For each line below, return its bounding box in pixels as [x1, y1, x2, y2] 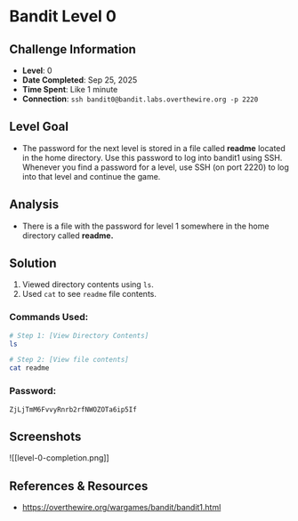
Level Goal [9, 119, 69, 134]
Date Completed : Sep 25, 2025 [21, 75, 138, 85]
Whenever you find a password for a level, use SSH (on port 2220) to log [21, 162, 289, 172]
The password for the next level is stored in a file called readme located [21, 142, 286, 153]
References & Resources [9, 478, 149, 493]
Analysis [9, 197, 60, 212]
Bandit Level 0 [9, 6, 117, 27]
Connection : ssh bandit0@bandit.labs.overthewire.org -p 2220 [21, 93, 259, 104]
